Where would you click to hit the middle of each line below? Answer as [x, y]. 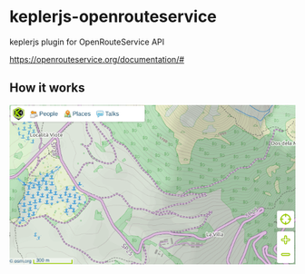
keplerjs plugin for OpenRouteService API [87, 42]
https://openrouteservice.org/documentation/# [97, 59]
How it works [47, 88]
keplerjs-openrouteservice [113, 17]
